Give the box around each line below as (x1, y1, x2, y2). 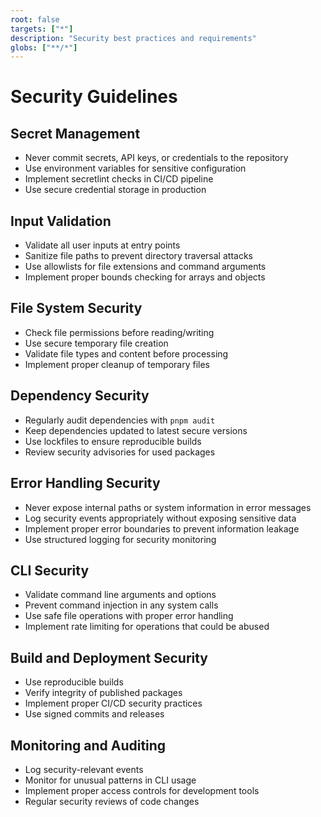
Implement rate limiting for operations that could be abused (24, 621, 270, 633)
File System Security (10, 300, 143, 317)
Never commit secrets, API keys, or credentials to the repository (24, 152, 289, 164)
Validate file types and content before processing (24, 347, 229, 360)
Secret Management (10, 125, 141, 142)
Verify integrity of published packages (24, 687, 183, 699)
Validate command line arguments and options (24, 589, 217, 601)
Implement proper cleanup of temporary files (24, 358, 211, 370)
